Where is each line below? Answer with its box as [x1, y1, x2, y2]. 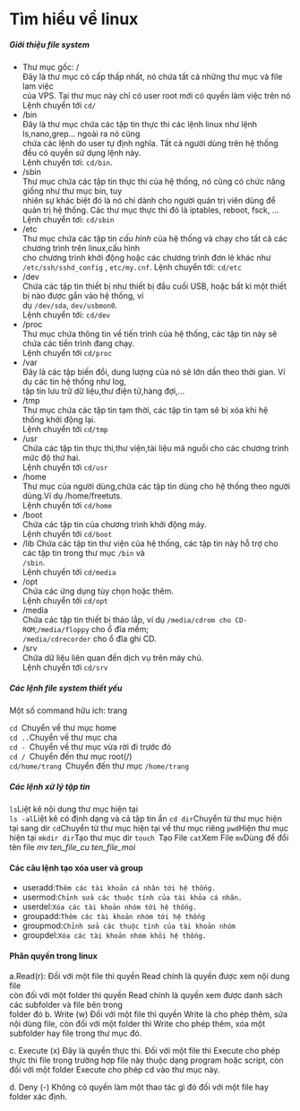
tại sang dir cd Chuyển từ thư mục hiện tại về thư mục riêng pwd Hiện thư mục [9, 823, 289, 834]
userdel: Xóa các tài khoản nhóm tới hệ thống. [21, 901, 197, 912]
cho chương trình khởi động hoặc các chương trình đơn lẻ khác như [21, 252, 271, 264]
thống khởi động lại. [21, 414, 96, 425]
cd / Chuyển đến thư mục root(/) [9, 751, 133, 762]
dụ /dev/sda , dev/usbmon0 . [21, 300, 118, 311]
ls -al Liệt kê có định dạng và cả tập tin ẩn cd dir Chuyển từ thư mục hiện [9, 813, 282, 824]
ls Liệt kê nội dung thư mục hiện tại [9, 803, 139, 815]
